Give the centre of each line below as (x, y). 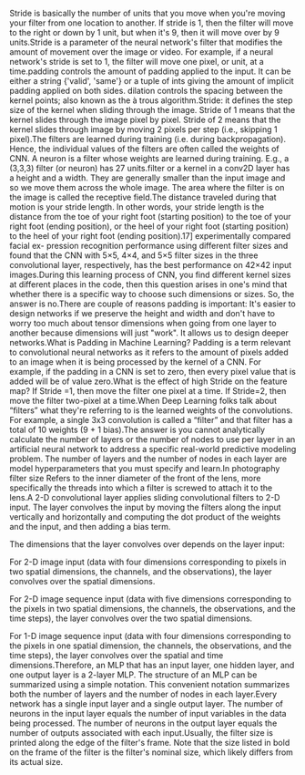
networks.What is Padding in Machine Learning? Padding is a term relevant (150, 342)
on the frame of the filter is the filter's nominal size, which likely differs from (152, 752)
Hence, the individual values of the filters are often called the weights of (144, 149)
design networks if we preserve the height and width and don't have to (142, 313)
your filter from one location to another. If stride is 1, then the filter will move (152, 23)
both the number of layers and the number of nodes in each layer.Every (143, 694)
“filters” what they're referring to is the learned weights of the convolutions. (151, 410)
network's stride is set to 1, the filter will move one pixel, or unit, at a (137, 62)
